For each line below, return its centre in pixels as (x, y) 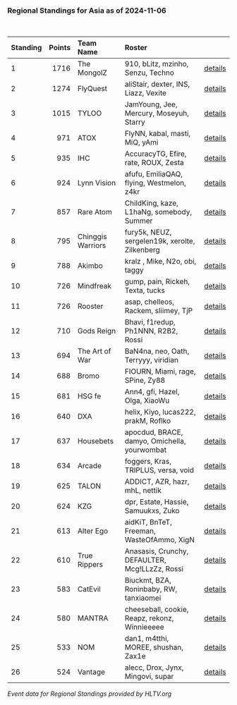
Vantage (91, 672)
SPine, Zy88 (145, 381)
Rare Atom (95, 212)
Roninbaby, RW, (151, 589)
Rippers (90, 565)
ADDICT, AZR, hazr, (157, 482)
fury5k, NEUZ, (148, 233)
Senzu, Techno (150, 73)
